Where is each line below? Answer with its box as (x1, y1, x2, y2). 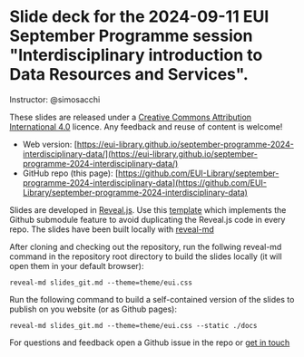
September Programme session (9, 25, 253, 46)
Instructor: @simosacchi (9, 93, 101, 105)
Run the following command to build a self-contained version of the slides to (9, 294, 295, 304)
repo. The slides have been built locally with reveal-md (9, 224, 215, 235)
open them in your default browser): (9, 260, 144, 271)
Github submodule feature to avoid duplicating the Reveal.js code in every (9, 214, 286, 225)
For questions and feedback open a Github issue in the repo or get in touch (9, 337, 290, 348)
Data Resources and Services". (9, 64, 250, 85)
